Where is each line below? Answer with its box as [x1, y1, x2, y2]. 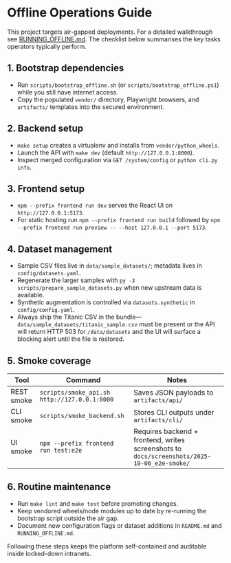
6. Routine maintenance [7, 481, 111, 493]
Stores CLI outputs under [133, 408, 214, 417]
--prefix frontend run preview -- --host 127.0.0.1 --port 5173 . [16, 223, 208, 232]
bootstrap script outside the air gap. [16, 514, 119, 522]
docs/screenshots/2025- [133, 453, 212, 460]
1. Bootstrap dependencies [7, 62, 124, 74]
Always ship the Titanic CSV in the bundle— [16, 313, 142, 322]
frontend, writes [133, 435, 186, 444]
